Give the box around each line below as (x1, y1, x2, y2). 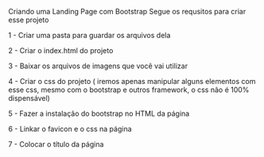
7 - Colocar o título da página (8, 140, 104, 149)
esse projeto (8, 15, 49, 25)
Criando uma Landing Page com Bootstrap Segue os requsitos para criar (8, 7, 247, 16)
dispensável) (8, 94, 50, 102)
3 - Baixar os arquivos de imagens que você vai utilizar (8, 61, 188, 71)
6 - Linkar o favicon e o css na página (8, 124, 133, 133)
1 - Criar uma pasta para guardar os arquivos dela (8, 31, 171, 40)
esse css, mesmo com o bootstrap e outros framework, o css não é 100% (8, 85, 250, 94)
